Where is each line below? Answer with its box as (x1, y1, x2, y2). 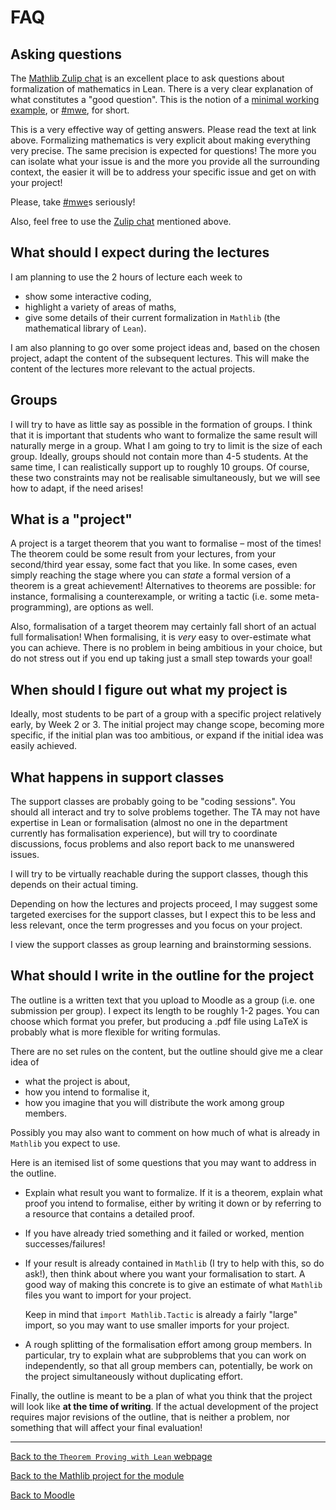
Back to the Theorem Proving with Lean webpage (10, 1450, 213, 1462)
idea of (10, 1056, 40, 1068)
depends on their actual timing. (10, 879, 139, 891)
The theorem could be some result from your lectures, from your (10, 548, 277, 560)
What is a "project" (10, 511, 133, 528)
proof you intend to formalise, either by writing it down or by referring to (24, 1197, 322, 1209)
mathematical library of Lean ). (24, 322, 147, 334)
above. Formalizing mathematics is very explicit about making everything (10, 134, 311, 146)
